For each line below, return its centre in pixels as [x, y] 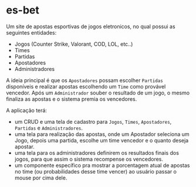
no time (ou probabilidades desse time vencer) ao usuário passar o [96, 171]
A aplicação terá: [26, 110]
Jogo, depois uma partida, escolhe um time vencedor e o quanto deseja [102, 140]
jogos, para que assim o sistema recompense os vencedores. [89, 159]
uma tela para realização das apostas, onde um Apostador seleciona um [102, 134]
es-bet [23, 10]
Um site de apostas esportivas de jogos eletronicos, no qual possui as [91, 26]
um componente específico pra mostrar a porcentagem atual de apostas [102, 165]
